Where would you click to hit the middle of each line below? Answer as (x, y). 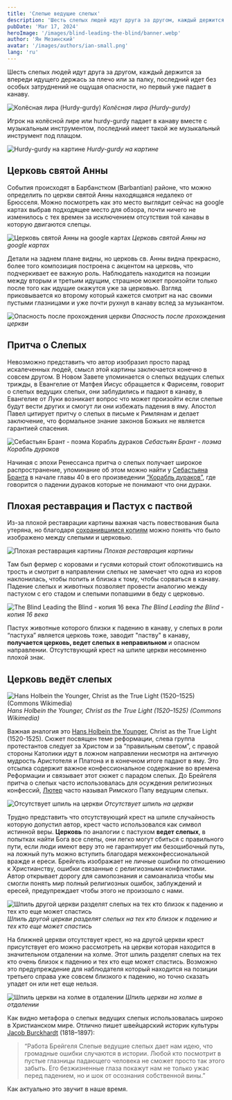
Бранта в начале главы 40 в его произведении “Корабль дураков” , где (111, 477)
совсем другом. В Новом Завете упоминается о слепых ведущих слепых (116, 376)
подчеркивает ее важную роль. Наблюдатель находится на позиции (109, 273)
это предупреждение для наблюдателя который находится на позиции (113, 969)
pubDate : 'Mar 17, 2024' (43, 26)
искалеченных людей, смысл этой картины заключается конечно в (107, 369)
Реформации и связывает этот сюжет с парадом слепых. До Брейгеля (112, 776)
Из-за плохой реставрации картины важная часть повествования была (113, 523)
